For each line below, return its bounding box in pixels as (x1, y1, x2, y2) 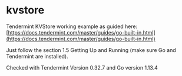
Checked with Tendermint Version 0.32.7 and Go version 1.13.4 (6, 64, 158, 71)
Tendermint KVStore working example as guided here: (6, 23, 138, 30)
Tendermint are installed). (6, 53, 69, 60)
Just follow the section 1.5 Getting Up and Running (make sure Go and (6, 46, 177, 53)
